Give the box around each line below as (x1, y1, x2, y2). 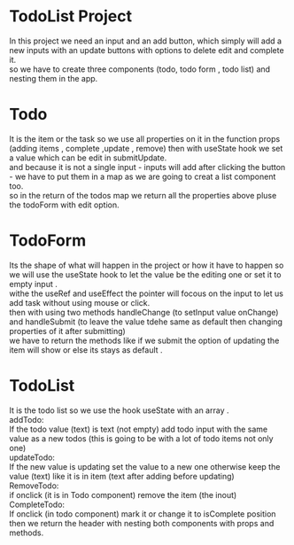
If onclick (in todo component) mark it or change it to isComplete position (9, 508, 276, 519)
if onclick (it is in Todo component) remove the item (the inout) (9, 489, 237, 500)
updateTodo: (9, 452, 56, 463)
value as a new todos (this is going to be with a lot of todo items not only (9, 432, 274, 444)
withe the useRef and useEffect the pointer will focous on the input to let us (9, 288, 283, 299)
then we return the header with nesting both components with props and (9, 518, 275, 528)
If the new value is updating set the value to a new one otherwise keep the (9, 461, 281, 471)
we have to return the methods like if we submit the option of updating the (9, 335, 280, 346)
